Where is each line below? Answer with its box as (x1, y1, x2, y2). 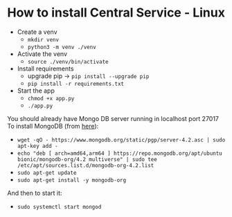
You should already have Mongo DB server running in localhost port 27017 (7, 114, 220, 122)
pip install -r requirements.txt (27, 80, 125, 87)
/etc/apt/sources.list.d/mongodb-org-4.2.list (17, 162, 154, 169)
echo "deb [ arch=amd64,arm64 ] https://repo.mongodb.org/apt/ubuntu (17, 150, 223, 157)
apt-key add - (17, 142, 58, 149)
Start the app (17, 86, 55, 95)
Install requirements (17, 64, 74, 73)
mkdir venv (27, 36, 60, 43)
